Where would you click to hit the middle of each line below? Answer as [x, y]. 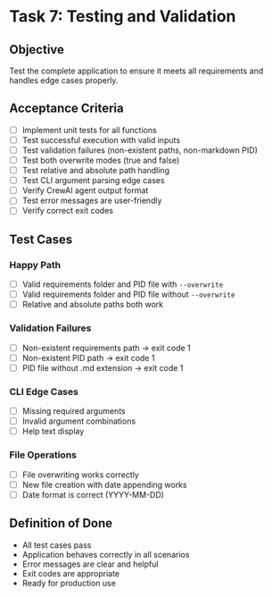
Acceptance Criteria [66, 109]
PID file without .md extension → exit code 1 [103, 367]
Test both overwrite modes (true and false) [101, 160]
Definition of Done [61, 523]
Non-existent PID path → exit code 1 [88, 357]
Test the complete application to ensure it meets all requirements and [136, 71]
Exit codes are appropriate [71, 573]
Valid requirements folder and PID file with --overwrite [123, 284]
